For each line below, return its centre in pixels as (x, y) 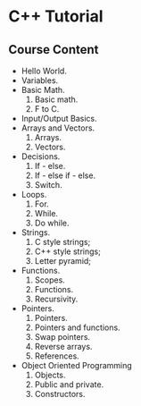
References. (57, 356)
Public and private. (69, 385)
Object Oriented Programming (77, 365)
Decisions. (41, 156)
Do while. (52, 223)
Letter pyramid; (62, 261)
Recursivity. (56, 299)
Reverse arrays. (63, 347)
